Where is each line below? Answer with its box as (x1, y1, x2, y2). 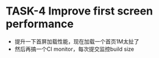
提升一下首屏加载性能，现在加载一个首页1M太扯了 (14, 37, 140, 45)
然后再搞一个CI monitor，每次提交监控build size (14, 45, 135, 53)
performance (5, 17, 74, 31)
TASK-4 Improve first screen (5, 4, 154, 18)
